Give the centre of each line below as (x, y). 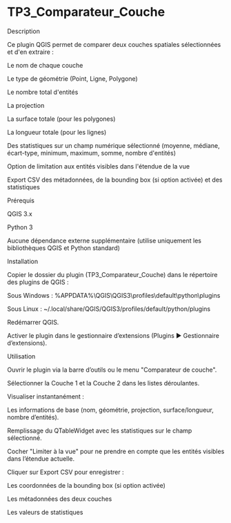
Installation (23, 261)
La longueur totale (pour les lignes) (57, 132)
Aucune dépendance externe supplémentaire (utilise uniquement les (104, 240)
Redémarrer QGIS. (33, 322)
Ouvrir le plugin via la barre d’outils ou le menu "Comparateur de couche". (112, 370)
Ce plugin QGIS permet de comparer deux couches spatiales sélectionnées (114, 44)
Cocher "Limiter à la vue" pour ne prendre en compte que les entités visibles (116, 451)
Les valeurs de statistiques (45, 512)
